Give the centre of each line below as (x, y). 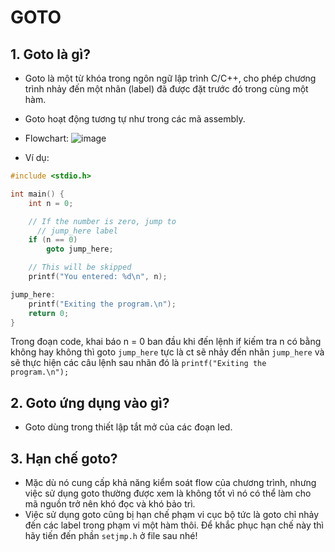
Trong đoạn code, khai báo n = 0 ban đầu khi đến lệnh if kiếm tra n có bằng (166, 342)
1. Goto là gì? (50, 54)
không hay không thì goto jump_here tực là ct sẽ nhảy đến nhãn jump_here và (167, 352)
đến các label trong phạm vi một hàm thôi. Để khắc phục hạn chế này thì (174, 525)
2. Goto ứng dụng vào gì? (90, 402)
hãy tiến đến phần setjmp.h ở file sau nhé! (111, 535)
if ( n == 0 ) (53, 240)
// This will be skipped (80, 267)
